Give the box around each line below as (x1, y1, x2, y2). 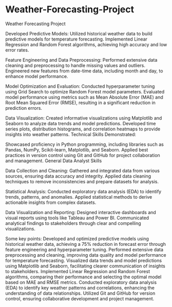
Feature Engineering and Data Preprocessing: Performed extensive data (5, 56, 158, 63)
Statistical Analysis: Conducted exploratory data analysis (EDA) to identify (5, 188, 162, 195)
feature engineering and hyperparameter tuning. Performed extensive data (5, 246, 163, 253)
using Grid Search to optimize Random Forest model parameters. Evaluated (5, 88, 165, 94)
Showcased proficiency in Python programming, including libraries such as (5, 141, 164, 147)
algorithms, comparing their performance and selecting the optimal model (5, 274, 162, 280)
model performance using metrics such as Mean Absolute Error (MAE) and (5, 94, 163, 100)
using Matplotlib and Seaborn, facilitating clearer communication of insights (5, 263, 165, 269)
